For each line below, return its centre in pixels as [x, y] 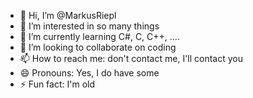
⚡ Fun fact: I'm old [57, 84]
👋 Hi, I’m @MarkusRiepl [68, 15]
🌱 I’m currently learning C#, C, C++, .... [99, 36]
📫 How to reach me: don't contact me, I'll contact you [131, 58]
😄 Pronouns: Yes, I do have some [89, 73]
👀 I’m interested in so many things [89, 26]
